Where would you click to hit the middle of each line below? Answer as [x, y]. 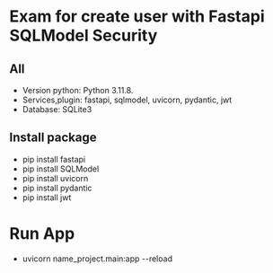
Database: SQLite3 [57, 109]
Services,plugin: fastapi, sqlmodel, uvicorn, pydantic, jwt [127, 100]
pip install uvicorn [55, 178]
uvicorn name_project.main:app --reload [97, 259]
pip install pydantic [57, 188]
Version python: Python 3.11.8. [78, 90]
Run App [42, 233]
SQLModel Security [84, 35]
